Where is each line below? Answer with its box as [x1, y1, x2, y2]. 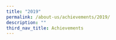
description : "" [6, 19, 46, 25]
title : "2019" [6, 8, 42, 15]
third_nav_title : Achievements [6, 25, 84, 31]
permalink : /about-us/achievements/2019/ [6, 14, 111, 20]
